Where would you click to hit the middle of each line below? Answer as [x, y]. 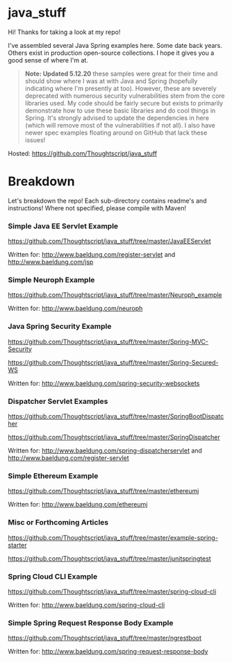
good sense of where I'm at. [48, 60]
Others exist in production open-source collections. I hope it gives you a [111, 53]
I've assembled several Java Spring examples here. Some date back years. [115, 45]
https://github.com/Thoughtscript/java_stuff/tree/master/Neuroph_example [115, 295]
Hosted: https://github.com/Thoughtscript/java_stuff [83, 153]
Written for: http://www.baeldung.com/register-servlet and [92, 255]
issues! [35, 139]
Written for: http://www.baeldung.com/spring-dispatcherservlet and [105, 451]
